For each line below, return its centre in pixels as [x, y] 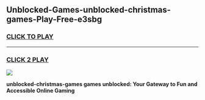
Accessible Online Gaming [41, 90]
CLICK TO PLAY [30, 37]
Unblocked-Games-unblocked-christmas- [88, 10]
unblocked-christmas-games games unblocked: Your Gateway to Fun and [102, 84]
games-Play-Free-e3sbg [54, 20]
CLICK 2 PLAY [27, 59]
